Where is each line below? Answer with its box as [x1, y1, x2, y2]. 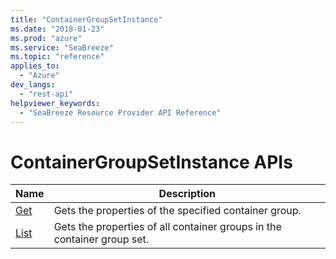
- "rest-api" [19, 89, 74, 99]
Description [158, 187, 217, 201]
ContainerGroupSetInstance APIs [10, 151, 293, 173]
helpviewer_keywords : [10, 98, 101, 108]
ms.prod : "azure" [10, 33, 83, 43]
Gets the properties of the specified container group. [53, 204, 302, 218]
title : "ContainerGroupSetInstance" [10, 14, 163, 25]
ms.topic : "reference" [10, 52, 105, 62]
